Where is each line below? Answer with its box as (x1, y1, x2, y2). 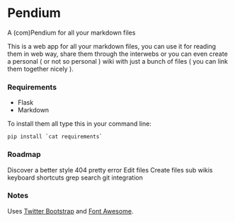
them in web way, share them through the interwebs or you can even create (7, 49, 228, 58)
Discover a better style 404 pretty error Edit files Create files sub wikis (7, 165, 213, 174)
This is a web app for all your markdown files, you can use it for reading (7, 42, 217, 50)
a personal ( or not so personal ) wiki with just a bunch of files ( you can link (7, 57, 229, 65)
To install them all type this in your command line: (7, 119, 152, 128)
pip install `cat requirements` (7, 133, 103, 141)
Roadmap (7, 150, 41, 160)
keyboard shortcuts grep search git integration (7, 173, 143, 182)
